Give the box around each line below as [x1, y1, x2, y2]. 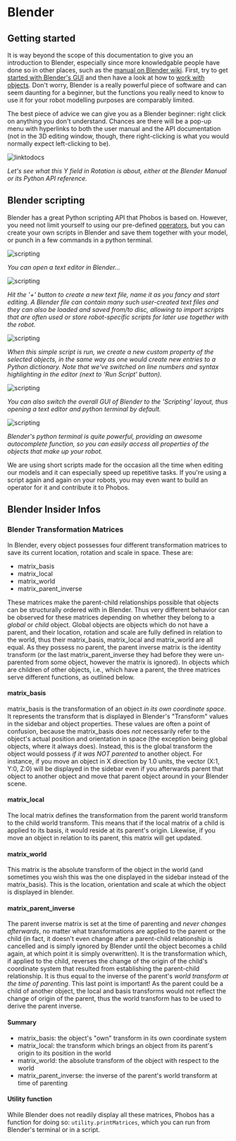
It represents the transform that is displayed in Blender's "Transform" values [7, 712, 229, 721]
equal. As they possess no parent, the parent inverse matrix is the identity [7, 642, 221, 651]
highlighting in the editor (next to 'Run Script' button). [7, 370, 162, 378]
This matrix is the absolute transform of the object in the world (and [7, 866, 204, 874]
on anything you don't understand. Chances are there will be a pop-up [7, 117, 212, 125]
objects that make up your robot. [7, 447, 103, 455]
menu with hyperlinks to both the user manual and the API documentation [7, 125, 221, 132]
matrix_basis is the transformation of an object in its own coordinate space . [7, 704, 227, 713]
